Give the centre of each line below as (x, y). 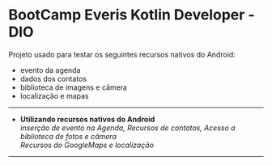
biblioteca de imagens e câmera (74, 87)
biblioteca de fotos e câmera (68, 136)
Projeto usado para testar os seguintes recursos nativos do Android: (122, 54)
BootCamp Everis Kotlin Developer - (132, 15)
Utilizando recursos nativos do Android (87, 119)
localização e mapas (54, 95)
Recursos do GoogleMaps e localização (87, 145)
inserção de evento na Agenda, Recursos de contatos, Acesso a (128, 128)
